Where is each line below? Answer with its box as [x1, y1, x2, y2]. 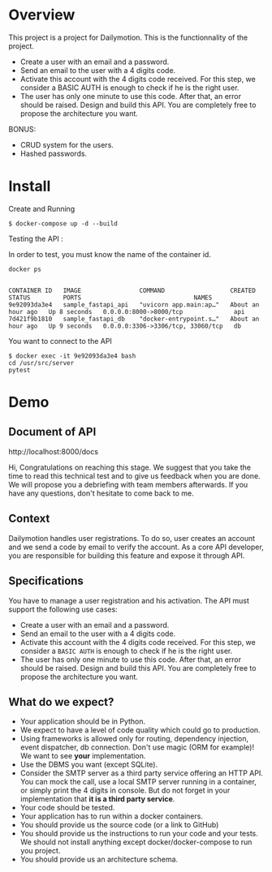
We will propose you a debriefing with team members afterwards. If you [8, 479, 248, 489]
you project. [19, 846, 61, 856]
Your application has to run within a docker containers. [19, 811, 203, 821]
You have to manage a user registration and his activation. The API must [8, 595, 250, 605]
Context [8, 512, 50, 526]
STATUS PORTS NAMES [8, 294, 213, 302]
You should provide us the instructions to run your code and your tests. [19, 829, 258, 839]
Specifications [8, 574, 84, 588]
